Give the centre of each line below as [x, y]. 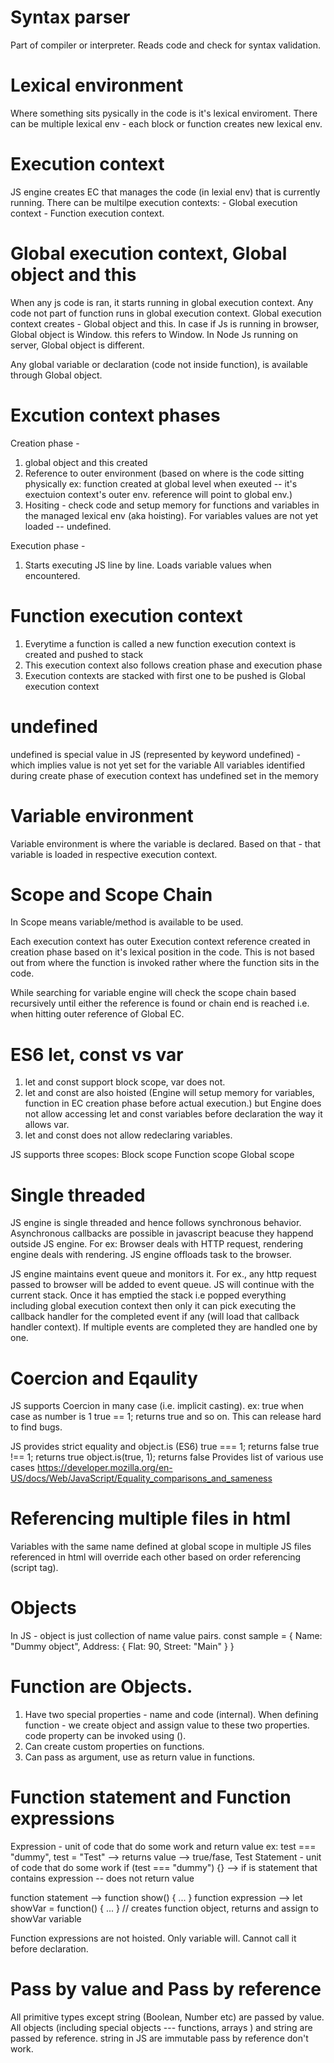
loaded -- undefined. [68, 526]
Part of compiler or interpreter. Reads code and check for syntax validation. [165, 45]
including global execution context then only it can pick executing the [153, 1306]
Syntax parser [70, 17]
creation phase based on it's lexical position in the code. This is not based [162, 952]
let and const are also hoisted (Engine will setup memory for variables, [169, 1093]
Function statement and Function [151, 1797]
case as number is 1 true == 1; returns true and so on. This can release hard [166, 1417]
